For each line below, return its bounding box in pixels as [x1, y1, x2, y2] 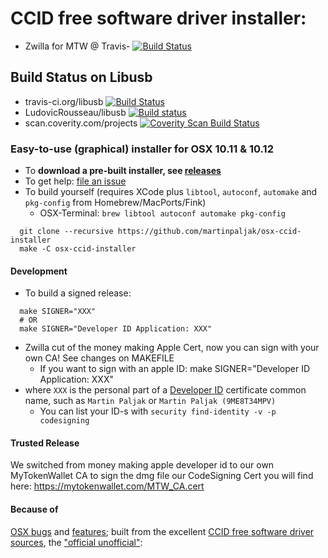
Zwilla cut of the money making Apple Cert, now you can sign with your [24, 342, 320, 354]
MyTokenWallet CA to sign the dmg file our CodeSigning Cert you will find [10, 470, 314, 482]
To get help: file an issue [24, 175, 127, 187]
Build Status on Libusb [10, 69, 153, 86]
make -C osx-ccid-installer [19, 244, 137, 254]
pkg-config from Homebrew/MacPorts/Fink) [24, 197, 207, 209]
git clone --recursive [19, 227, 114, 237]
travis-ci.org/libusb [24, 95, 104, 107]
